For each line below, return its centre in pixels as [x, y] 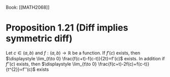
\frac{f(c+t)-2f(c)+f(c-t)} [124, 64]
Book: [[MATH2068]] [28, 7]
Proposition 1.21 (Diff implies [67, 28]
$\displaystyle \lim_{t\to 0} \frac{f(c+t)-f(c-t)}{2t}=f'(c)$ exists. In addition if [85, 58]
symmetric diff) [39, 39]
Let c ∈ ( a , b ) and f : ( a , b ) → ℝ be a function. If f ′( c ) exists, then [73, 53]
